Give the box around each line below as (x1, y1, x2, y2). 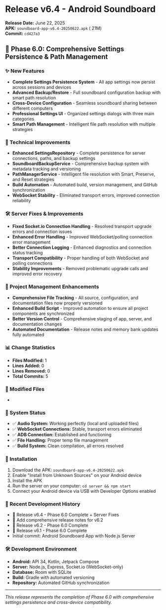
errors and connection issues (12, 229, 72, 234)
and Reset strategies (12, 176, 54, 182)
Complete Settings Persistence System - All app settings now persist (12, 78, 156, 85)
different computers (12, 105, 53, 111)
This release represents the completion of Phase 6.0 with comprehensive (5, 594, 154, 600)
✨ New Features (5, 68, 44, 75)
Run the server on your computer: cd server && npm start (12, 483, 131, 489)
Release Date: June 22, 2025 (5, 20, 65, 26)
